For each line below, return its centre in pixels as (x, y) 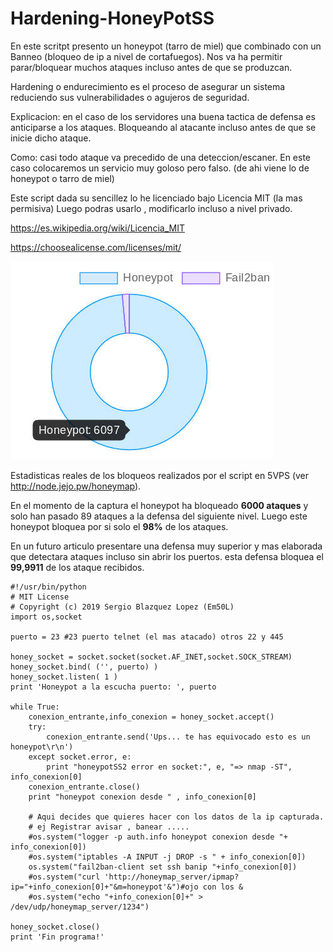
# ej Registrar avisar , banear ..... (109, 827)
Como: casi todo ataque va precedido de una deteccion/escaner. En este (161, 157)
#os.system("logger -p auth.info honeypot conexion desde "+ (158, 837)
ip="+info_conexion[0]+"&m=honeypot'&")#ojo (104, 887)
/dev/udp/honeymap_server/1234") (80, 907)
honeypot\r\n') (42, 747)
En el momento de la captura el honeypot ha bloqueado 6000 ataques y (159, 505)
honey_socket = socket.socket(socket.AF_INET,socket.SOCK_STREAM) (151, 657)
